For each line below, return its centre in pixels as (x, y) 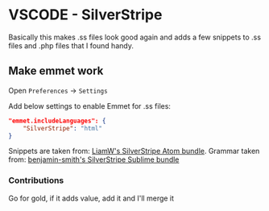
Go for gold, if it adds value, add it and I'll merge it (91, 198)
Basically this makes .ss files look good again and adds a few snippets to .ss (135, 37)
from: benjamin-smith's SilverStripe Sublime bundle (94, 159)
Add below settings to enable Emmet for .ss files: (90, 105)
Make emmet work (56, 71)
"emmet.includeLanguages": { (57, 121)
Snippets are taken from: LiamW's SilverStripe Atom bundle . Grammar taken (134, 151)
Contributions (36, 180)
